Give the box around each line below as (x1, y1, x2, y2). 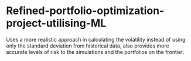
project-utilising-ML (6, 16, 107, 30)
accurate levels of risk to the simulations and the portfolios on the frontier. (6, 48, 185, 55)
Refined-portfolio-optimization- (6, 4, 165, 18)
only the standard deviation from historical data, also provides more (6, 42, 169, 49)
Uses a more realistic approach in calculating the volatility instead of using (6, 36, 186, 43)
